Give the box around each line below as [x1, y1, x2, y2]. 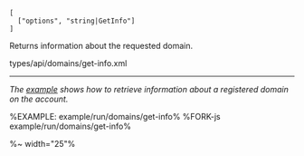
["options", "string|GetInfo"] [17, 16, 136, 25]
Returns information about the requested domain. [9, 41, 194, 51]
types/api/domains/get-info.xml [9, 58, 128, 68]
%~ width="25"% [9, 139, 76, 149]
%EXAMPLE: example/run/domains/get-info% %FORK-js [9, 112, 221, 122]
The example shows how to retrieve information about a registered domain [9, 84, 290, 94]
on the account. [9, 93, 69, 104]
